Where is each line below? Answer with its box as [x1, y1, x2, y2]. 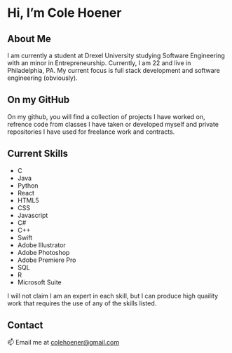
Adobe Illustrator [17, 240, 67, 249]
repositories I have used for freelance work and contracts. [7, 127, 175, 136]
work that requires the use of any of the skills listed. [7, 299, 157, 307]
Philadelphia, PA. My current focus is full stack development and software [7, 67, 221, 74]
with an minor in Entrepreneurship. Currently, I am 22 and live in [7, 59, 191, 67]
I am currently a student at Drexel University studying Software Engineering [7, 51, 226, 60]
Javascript [17, 211, 48, 219]
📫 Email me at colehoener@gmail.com [7, 338, 120, 347]
